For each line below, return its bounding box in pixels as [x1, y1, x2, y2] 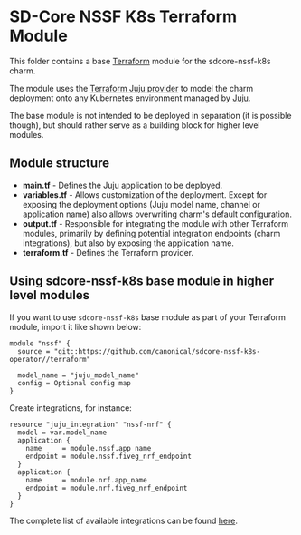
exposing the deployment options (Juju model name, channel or [22, 199, 260, 209]
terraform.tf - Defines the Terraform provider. [22, 247, 194, 258]
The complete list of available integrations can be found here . [9, 515, 238, 526]
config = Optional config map [17, 378, 131, 387]
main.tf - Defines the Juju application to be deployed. [22, 180, 223, 190]
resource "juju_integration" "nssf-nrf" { [9, 420, 172, 429]
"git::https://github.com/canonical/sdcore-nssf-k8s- [53, 346, 260, 355]
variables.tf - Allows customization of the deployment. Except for [22, 189, 268, 200]
